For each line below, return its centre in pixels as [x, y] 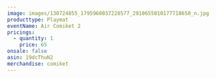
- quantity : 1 [33, 39]
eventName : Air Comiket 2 [44, 26]
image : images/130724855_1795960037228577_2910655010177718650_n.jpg [108, 13]
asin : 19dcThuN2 [30, 58]
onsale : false [27, 52]
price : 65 [33, 45]
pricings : [21, 32]
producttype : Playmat [38, 20]
